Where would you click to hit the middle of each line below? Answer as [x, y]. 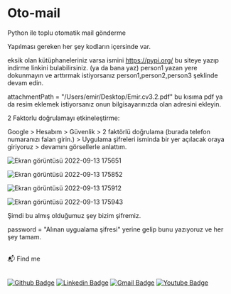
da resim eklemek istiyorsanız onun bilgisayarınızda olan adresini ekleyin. [114, 104]
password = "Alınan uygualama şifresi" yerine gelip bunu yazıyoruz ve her [116, 229]
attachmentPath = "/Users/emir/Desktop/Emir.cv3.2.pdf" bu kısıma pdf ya [115, 97]
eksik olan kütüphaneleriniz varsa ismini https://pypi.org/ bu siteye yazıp [113, 60]
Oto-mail [34, 13]
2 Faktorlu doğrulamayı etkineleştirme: [64, 118]
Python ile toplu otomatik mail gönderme [67, 33]
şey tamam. [25, 236]
